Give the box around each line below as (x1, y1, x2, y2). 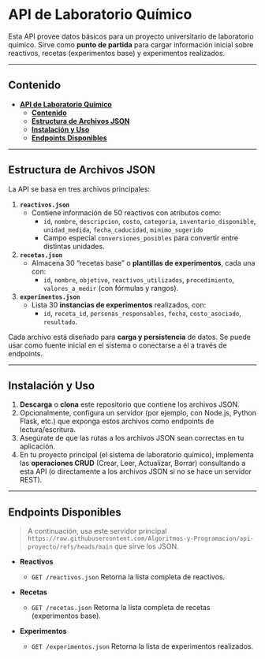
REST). (19, 475, 43, 485)
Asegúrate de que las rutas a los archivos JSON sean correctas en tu (19, 434, 244, 443)
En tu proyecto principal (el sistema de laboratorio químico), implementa (19, 450, 254, 460)
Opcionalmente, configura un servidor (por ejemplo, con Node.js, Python (19, 408, 256, 418)
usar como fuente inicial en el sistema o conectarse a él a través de (8, 341, 227, 350)
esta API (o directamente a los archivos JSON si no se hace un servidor (19, 467, 252, 476)
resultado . (43, 317, 77, 326)
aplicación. (19, 441, 56, 451)
